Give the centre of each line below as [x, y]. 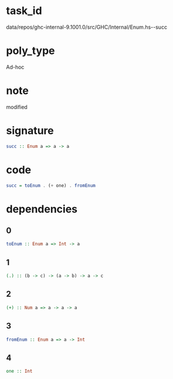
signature [30, 131]
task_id [24, 11]
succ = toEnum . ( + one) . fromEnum [51, 185]
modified [17, 107]
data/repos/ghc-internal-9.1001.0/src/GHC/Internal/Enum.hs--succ [87, 27]
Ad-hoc [15, 67]
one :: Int [19, 371]
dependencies [42, 209]
